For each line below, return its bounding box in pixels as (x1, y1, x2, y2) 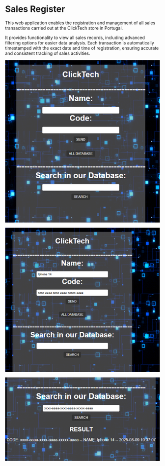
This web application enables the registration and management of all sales (5, 20, 156, 26)
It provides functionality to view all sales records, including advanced (5, 35, 145, 40)
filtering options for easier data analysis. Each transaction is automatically (5, 39, 155, 45)
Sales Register (5, 3, 65, 15)
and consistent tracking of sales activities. (5, 50, 90, 56)
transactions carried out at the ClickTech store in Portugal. (5, 25, 123, 31)
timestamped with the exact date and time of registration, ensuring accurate (5, 45, 159, 51)
